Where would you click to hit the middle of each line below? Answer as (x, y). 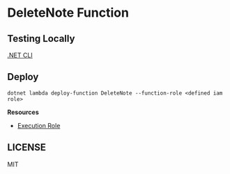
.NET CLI (20, 55)
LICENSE (27, 148)
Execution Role (39, 125)
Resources (23, 112)
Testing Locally (41, 39)
